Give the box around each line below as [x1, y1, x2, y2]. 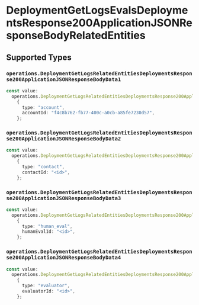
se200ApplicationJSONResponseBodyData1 [6, 76, 121, 83]
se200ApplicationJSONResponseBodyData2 [6, 136, 121, 142]
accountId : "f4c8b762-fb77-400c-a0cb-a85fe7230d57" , [21, 110, 155, 116]
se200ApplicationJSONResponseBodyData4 [6, 254, 121, 261]
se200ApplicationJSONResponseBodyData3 [6, 195, 121, 201]
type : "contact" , [21, 164, 65, 170]
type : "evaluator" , [21, 282, 70, 289]
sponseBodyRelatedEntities [6, 29, 146, 42]
